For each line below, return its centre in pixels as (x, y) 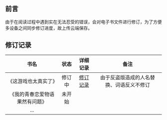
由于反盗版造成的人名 (125, 77)
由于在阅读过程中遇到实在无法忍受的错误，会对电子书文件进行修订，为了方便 (83, 22)
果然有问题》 (32, 102)
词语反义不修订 (132, 85)
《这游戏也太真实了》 (33, 81)
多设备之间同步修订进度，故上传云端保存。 (49, 28)
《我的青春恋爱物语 (32, 94)
